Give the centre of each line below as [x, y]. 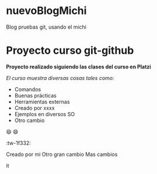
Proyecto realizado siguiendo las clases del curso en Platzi [79, 67]
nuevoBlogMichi [46, 11]
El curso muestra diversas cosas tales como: [60, 78]
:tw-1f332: [18, 143]
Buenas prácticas [35, 95]
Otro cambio [29, 120]
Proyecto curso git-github [70, 51]
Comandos [28, 89]
